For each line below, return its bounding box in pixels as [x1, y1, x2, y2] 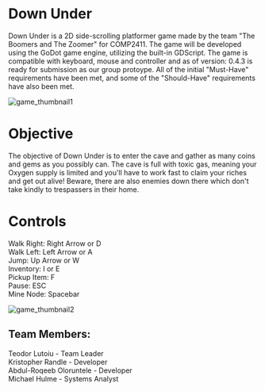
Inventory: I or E [8, 263, 60, 274]
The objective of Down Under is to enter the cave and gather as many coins [8, 151, 255, 160]
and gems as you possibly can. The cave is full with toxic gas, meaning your [8, 159, 257, 169]
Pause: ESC [8, 281, 47, 290]
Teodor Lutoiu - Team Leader [8, 348, 105, 358]
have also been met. [8, 81, 75, 91]
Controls [8, 213, 67, 231]
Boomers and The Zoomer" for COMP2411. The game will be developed [8, 39, 242, 48]
